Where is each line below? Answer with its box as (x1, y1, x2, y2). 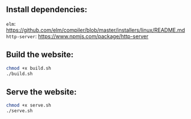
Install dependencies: (6, 5, 87, 15)
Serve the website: (6, 87, 77, 97)
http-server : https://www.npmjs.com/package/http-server (6, 32, 149, 40)
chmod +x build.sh (6, 65, 51, 71)
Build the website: (6, 50, 74, 60)
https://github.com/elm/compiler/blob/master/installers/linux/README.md (6, 26, 186, 33)
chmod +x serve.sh (6, 103, 51, 108)
